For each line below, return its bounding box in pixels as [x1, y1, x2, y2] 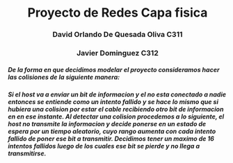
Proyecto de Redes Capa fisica [27, 5, 208, 21]
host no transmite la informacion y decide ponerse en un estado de [8, 120, 207, 128]
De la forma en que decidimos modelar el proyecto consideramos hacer [8, 65, 220, 74]
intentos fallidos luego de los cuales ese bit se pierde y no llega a [8, 142, 200, 150]
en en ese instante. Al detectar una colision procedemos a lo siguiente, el [8, 112, 225, 121]
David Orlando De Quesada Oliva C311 [52, 30, 183, 40]
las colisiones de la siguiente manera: [8, 73, 120, 81]
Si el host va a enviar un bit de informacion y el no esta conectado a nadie [8, 90, 227, 98]
